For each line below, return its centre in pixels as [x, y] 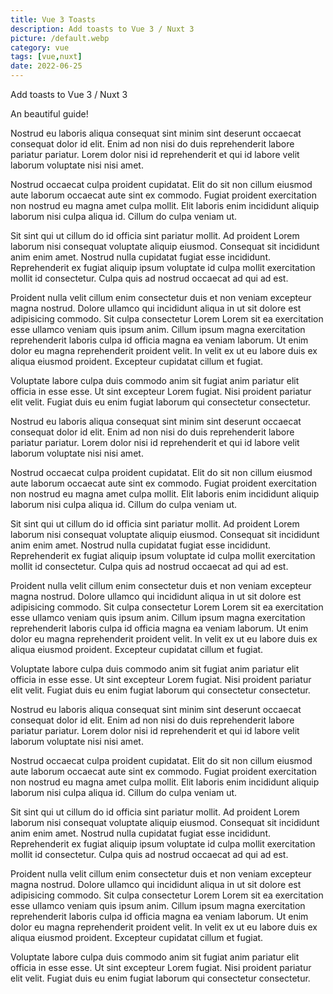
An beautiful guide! [49, 114]
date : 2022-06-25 [46, 66]
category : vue [40, 47]
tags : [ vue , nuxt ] [46, 57]
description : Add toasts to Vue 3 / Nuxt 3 [102, 29]
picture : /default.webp [60, 38]
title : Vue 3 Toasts [53, 19]
